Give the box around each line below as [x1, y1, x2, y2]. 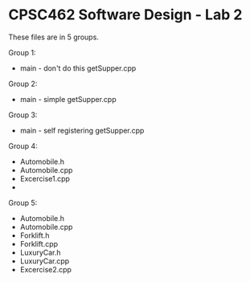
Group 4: [8, 141, 38, 150]
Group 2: [8, 79, 38, 88]
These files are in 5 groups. [8, 32, 99, 42]
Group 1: [8, 47, 36, 57]
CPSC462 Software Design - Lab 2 [8, 6, 243, 24]
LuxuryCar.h [19, 247, 62, 257]
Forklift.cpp [19, 239, 59, 248]
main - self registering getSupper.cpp [19, 125, 145, 135]
